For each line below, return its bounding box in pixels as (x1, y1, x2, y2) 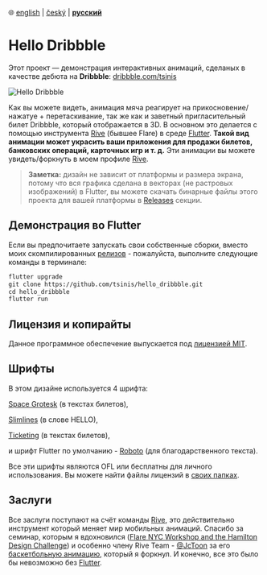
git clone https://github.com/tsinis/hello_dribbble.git (8, 280, 203, 288)
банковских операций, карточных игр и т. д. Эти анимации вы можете (8, 145, 256, 155)
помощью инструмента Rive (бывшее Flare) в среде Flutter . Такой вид (8, 128, 249, 138)
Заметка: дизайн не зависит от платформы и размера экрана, (27, 169, 244, 179)
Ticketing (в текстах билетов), (8, 430, 110, 440)
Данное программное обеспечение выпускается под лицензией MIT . (8, 339, 248, 349)
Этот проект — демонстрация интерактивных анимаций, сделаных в (8, 63, 245, 72)
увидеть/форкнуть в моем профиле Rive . (8, 154, 149, 163)
